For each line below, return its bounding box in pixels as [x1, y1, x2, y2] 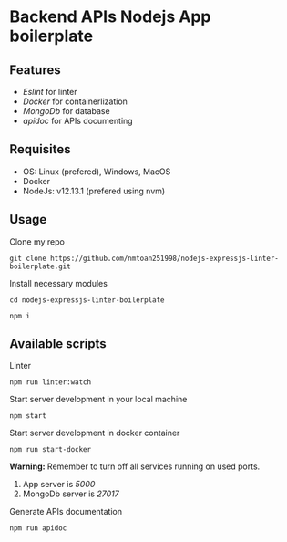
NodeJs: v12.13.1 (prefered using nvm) [22, 185, 166, 196]
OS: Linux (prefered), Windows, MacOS [22, 166, 171, 177]
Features [9, 62, 61, 78]
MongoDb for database [22, 106, 111, 116]
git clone [9, 254, 47, 263]
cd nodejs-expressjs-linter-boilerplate [9, 295, 166, 305]
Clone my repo [9, 235, 66, 247]
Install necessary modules [9, 277, 108, 288]
